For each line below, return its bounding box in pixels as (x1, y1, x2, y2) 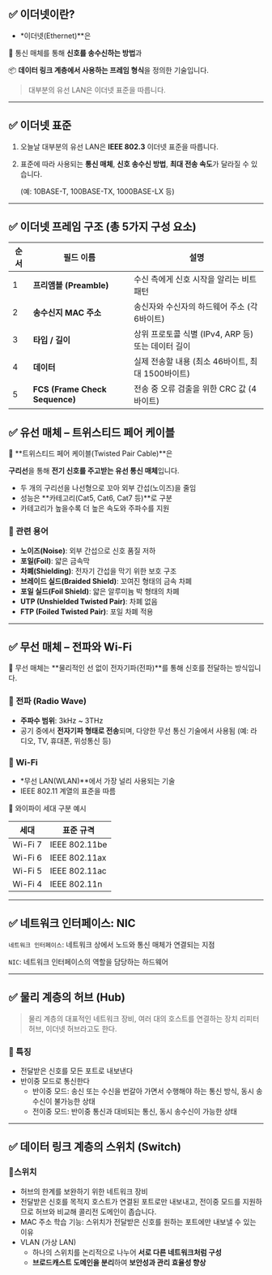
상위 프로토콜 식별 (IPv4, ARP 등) (133, 328, 254, 340)
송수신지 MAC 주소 (32, 307, 102, 319)
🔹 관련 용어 (8, 526, 49, 537)
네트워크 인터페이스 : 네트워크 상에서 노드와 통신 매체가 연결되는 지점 (8, 939, 215, 949)
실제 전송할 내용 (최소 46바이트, (133, 356, 249, 367)
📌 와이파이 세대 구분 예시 (8, 803, 87, 813)
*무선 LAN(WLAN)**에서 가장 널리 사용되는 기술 (19, 775, 176, 785)
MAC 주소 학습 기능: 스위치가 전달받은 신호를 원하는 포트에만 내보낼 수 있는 (19, 1217, 257, 1226)
